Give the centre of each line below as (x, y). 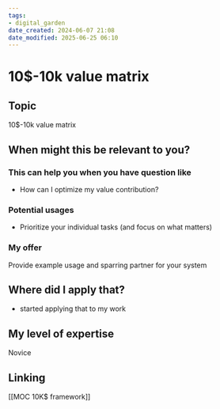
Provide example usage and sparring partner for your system (108, 265)
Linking (27, 378)
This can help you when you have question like (100, 172)
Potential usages (41, 210)
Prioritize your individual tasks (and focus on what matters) (116, 227)
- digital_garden (37, 23)
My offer (25, 248)
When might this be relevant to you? (99, 150)
